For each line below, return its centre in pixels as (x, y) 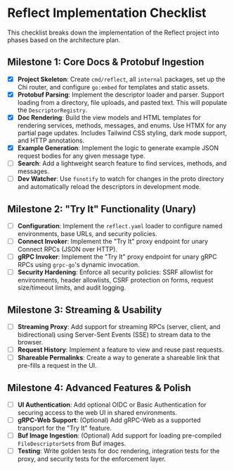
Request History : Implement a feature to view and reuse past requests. (121, 350)
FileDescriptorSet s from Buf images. (72, 444)
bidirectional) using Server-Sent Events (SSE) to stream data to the (114, 335)
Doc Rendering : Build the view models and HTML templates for (109, 117)
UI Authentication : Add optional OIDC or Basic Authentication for (112, 404)
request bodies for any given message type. (81, 156)
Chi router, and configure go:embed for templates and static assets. (113, 87)
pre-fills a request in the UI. (57, 366)
